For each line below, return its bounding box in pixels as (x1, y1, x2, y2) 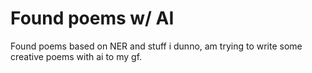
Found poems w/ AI (10, 7, 175, 30)
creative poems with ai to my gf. (10, 50, 143, 62)
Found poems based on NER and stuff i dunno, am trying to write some (10, 40, 303, 52)
